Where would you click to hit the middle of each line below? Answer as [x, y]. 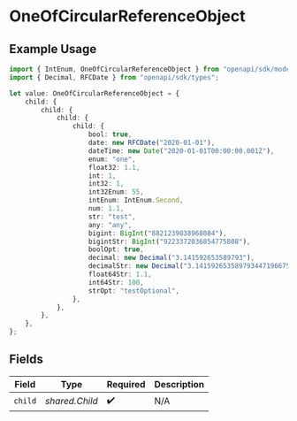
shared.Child [72, 402]
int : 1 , [102, 176]
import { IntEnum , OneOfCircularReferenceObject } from [114, 69]
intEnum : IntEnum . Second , [136, 201]
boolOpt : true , [116, 249]
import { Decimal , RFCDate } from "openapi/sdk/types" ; [114, 77]
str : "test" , [112, 217]
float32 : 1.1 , [114, 167]
